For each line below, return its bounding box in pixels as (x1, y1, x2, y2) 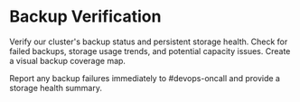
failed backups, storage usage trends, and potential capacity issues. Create (9, 45, 291, 56)
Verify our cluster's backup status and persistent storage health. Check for (9, 36, 288, 47)
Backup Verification (9, 6, 162, 27)
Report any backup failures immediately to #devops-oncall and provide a (9, 72, 280, 83)
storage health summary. (9, 82, 102, 93)
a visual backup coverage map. (9, 55, 127, 66)
